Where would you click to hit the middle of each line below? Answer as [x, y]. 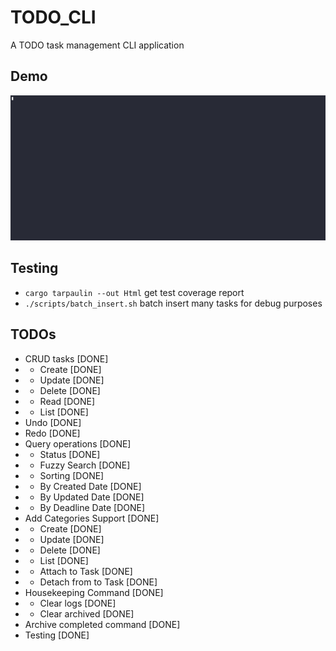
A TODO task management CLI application [97, 45]
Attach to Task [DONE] [86, 571]
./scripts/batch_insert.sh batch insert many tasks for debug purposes [173, 303]
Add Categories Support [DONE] [92, 518]
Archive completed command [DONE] [102, 624]
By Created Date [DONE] [90, 486]
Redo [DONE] [52, 433]
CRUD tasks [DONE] [66, 358]
